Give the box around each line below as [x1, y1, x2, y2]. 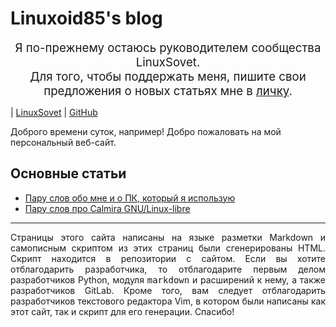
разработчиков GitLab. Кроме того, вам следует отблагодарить [10, 284, 326, 296]
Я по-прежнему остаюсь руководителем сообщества [14, 40, 322, 56]
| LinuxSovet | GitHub [10, 106, 98, 118]
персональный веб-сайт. [10, 136, 117, 148]
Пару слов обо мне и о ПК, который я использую [24, 192, 236, 204]
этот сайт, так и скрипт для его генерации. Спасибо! [10, 305, 235, 317]
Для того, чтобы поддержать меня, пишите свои [29, 68, 307, 84]
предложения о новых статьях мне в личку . [43, 83, 293, 99]
